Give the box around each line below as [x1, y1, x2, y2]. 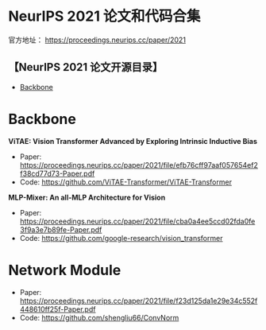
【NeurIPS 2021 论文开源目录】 [8, 60, 164, 74]
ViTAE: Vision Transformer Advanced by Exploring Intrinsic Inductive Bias [8, 136, 258, 146]
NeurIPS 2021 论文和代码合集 [8, 7, 201, 25]
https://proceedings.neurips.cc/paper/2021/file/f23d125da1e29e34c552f [19, 296, 258, 305]
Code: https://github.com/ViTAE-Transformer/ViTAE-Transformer [19, 177, 233, 187]
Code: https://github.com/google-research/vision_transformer [19, 233, 223, 243]
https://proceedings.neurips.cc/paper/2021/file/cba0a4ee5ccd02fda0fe [19, 216, 256, 226]
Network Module [8, 261, 121, 279]
